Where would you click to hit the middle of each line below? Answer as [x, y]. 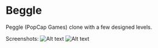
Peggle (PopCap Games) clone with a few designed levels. [79, 27]
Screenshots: [22, 38]
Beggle [24, 10]
